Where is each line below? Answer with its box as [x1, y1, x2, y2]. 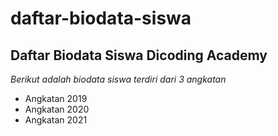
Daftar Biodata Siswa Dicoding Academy [10, 47, 268, 64]
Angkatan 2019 [24, 93, 88, 104]
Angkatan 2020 [24, 103, 90, 115]
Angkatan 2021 [24, 114, 88, 126]
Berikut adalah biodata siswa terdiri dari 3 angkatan [10, 73, 227, 85]
